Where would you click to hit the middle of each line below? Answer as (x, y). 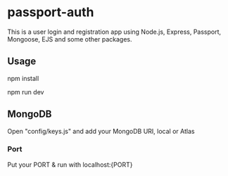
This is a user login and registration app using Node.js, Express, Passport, (114, 32)
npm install (23, 78)
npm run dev (26, 92)
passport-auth (51, 12)
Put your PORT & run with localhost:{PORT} (70, 164)
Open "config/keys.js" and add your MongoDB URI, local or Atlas (101, 131)
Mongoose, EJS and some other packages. (70, 39)
